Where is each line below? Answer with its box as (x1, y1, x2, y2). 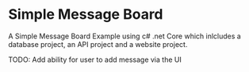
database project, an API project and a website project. (8, 39, 188, 49)
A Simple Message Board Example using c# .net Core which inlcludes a (8, 31, 242, 41)
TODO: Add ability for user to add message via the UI (8, 55, 182, 64)
